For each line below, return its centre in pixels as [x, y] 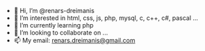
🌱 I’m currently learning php [54, 25]
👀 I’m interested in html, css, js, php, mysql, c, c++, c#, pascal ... [106, 18]
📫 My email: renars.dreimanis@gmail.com [74, 40]
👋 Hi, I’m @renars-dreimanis [54, 11]
